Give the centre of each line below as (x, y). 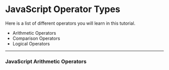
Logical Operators (31, 43)
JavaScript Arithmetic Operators (46, 61)
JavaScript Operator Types (63, 9)
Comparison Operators (36, 38)
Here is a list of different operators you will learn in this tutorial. (70, 23)
